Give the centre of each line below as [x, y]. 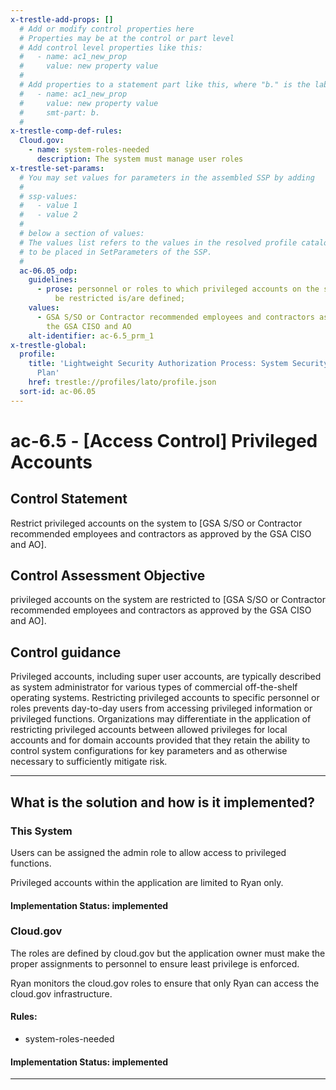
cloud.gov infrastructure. [61, 993]
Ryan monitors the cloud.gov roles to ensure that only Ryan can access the [165, 983]
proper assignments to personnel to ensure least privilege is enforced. [155, 963]
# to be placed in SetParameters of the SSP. [116, 252]
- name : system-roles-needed [89, 150]
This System [41, 831]
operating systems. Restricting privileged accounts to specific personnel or [165, 698]
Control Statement [69, 499]
